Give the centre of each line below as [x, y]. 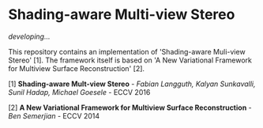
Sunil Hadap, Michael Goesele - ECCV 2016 [79, 92]
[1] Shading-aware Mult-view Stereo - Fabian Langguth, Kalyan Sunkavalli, [132, 84]
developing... [29, 36]
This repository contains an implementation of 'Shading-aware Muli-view [127, 51]
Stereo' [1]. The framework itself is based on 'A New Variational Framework [130, 60]
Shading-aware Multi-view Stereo [122, 15]
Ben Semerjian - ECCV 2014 [54, 115]
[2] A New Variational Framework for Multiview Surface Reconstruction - [130, 107]
